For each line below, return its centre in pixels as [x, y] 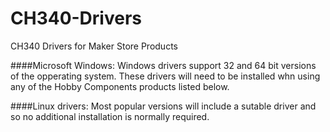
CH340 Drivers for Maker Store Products [94, 46]
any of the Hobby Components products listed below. [120, 86]
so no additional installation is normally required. [110, 116]
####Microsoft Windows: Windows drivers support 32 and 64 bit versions [163, 65]
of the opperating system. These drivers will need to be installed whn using [165, 76]
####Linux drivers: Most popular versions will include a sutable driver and [163, 106]
